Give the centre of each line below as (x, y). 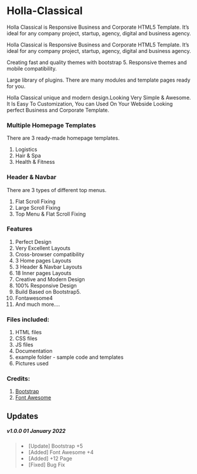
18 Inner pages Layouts (43, 273)
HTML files (28, 332)
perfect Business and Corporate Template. (58, 110)
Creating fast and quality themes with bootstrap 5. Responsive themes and (97, 62)
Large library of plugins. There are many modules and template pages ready (98, 80)
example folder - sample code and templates (69, 357)
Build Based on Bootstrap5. (48, 291)
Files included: (28, 320)
